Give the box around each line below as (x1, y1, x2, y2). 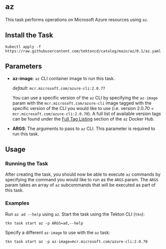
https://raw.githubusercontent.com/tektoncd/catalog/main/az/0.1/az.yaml (5, 48, 162, 54)
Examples (5, 200, 30, 207)
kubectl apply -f (5, 44, 41, 49)
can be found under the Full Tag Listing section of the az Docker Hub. (12, 116, 155, 122)
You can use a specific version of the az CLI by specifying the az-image (12, 95, 158, 101)
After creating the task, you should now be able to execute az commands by (5, 171, 161, 177)
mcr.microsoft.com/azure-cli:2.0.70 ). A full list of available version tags (12, 111, 162, 117)
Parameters (5, 62, 42, 71)
